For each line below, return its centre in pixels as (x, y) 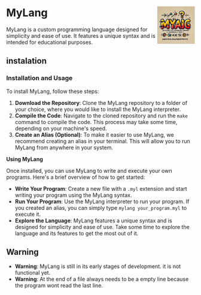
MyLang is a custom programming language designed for (77, 29)
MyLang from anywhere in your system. (64, 147)
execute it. (28, 214)
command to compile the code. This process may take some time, (96, 122)
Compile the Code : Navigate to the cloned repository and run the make (101, 115)
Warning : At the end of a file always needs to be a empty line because (102, 279)
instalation (26, 61)
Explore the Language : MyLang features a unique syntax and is (93, 220)
